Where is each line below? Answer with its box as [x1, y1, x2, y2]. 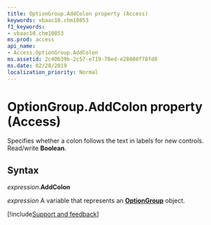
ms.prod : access [7, 36, 54, 43]
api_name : [7, 43, 36, 50]
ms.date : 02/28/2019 [7, 62, 68, 69]
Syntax [7, 164, 39, 176]
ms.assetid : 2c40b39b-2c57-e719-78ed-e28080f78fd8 [7, 56, 158, 63]
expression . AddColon [7, 183, 71, 191]
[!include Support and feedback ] [7, 210, 99, 219]
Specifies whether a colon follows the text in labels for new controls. [7, 137, 204, 145]
